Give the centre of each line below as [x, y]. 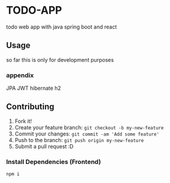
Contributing [30, 107]
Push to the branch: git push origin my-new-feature [79, 140]
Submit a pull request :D [44, 146]
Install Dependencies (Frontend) [54, 162]
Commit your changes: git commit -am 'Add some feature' [87, 134]
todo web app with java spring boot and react [62, 27]
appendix [20, 75]
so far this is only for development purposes [60, 59]
